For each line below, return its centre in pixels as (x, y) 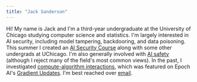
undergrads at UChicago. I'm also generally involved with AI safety (88, 53)
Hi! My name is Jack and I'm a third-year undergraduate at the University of (99, 29)
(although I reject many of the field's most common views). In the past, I (94, 60)
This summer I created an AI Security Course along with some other (89, 48)
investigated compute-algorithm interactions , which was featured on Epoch (98, 67)
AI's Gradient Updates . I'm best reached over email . (69, 72)
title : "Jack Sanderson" (37, 12)
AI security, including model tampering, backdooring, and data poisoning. (96, 41)
